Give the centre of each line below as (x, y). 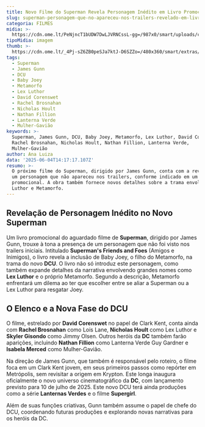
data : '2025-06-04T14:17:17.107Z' (50, 160)
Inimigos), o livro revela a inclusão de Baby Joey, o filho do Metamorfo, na (99, 257)
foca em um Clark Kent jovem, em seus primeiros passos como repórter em (101, 368)
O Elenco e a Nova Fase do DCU (67, 309)
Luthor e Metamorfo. (38, 188)
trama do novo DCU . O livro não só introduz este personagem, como (92, 263)
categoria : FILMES (30, 23)
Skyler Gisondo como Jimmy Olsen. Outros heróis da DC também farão (96, 336)
